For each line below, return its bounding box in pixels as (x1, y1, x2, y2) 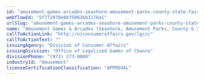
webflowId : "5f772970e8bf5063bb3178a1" (6, 14, 107, 20)
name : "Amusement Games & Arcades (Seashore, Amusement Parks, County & (6, 25, 194, 32)
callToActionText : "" (6, 37, 61, 43)
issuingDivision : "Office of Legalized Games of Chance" (6, 48, 154, 54)
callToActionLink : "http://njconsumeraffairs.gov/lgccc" (6, 31, 154, 37)
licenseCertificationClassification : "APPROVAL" (6, 64, 132, 71)
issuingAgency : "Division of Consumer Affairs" (6, 43, 129, 49)
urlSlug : (6, 20, 29, 26)
